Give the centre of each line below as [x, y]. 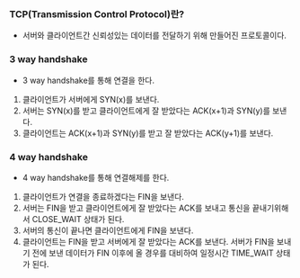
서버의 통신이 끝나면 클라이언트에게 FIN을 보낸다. [108, 230]
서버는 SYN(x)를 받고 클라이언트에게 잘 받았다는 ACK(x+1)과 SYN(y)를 [146, 111]
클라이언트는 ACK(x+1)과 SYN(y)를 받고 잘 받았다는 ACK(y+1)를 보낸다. [148, 133]
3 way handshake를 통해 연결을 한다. [88, 80]
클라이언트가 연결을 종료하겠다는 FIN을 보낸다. [103, 196]
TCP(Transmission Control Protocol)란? [97, 13]
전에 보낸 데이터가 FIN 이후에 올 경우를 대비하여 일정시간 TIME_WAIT [153, 253]
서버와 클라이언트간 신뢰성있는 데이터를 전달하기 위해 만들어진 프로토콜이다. [154, 36]
